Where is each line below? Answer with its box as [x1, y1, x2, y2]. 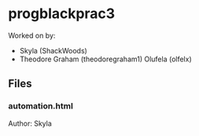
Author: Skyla [8, 119, 53, 128]
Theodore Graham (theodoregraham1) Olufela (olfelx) [19, 54, 192, 64]
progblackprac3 [8, 5, 116, 23]
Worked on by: [8, 31, 56, 40]
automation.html [8, 101, 73, 112]
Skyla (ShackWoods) [19, 46, 88, 55]
